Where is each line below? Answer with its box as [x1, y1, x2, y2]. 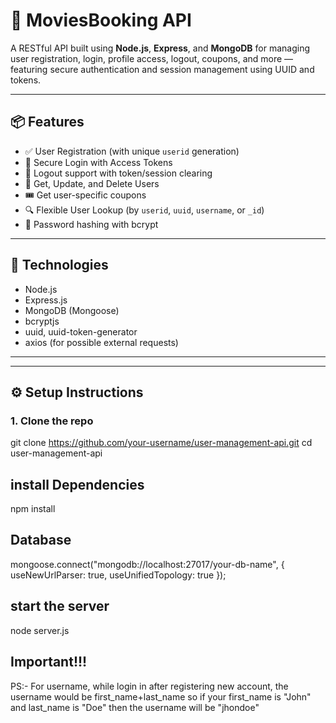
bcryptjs [24, 315, 60, 327]
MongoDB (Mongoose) [24, 304, 120, 316]
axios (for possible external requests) [24, 336, 179, 348]
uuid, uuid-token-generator [24, 325, 138, 338]
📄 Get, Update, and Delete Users [24, 177, 160, 189]
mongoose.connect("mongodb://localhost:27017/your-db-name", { [10, 558, 285, 570]
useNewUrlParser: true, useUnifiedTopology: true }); [10, 569, 227, 581]
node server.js [10, 624, 70, 636]
